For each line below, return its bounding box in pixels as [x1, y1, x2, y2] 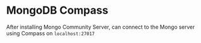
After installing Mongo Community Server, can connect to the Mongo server [6, 23, 195, 30]
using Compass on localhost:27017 [6, 29, 95, 36]
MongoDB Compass [6, 4, 109, 17]
